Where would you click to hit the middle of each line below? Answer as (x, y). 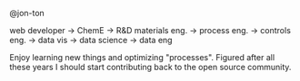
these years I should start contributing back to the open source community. (150, 67)
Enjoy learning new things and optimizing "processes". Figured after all (142, 57)
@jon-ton (27, 13)
